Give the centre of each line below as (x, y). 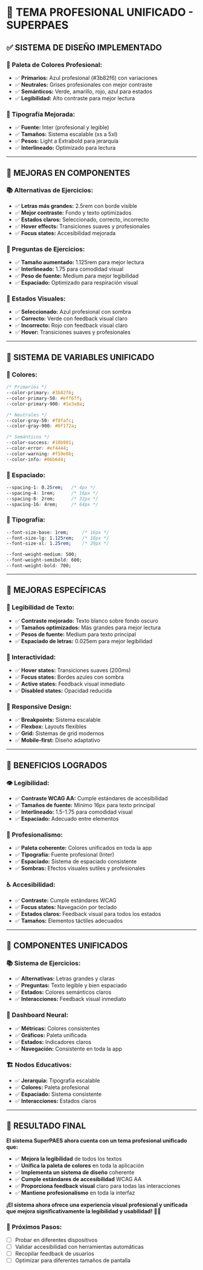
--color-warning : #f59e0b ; (40, 454)
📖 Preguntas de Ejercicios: (46, 249)
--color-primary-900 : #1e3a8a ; (46, 404)
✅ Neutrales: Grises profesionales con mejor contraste (84, 85)
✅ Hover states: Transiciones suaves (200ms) (73, 670)
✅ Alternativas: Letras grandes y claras (65, 979)
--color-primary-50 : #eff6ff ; (44, 398)
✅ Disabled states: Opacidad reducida (63, 690)
